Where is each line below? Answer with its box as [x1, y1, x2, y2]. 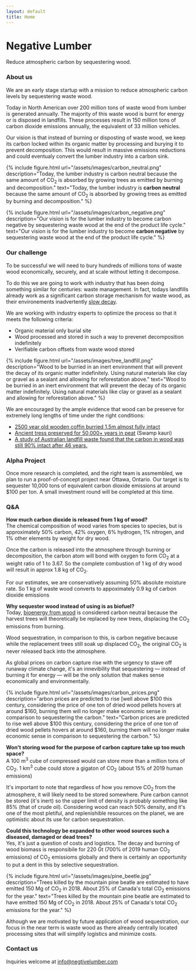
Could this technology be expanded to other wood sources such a [6, 827, 170, 834]
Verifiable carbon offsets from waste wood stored [14, 346, 135, 353]
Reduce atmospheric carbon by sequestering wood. [6, 58, 132, 66]
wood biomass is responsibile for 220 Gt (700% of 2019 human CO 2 [6, 846, 170, 855]
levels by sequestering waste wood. [6, 92, 92, 99]
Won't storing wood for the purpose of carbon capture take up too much [6, 744, 185, 751]
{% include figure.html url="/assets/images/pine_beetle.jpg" [6, 872, 152, 879]
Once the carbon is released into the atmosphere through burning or [6, 546, 171, 553]
